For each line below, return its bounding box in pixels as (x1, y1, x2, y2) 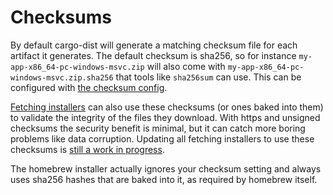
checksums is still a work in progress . (10, 143, 165, 155)
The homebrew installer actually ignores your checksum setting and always (10, 162, 322, 175)
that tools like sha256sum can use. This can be (115, 71, 302, 83)
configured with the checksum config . (10, 81, 168, 93)
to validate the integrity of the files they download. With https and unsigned (10, 111, 321, 123)
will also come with (146, 60, 226, 72)
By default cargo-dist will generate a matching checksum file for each (10, 39, 298, 51)
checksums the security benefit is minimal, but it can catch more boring (10, 122, 306, 134)
